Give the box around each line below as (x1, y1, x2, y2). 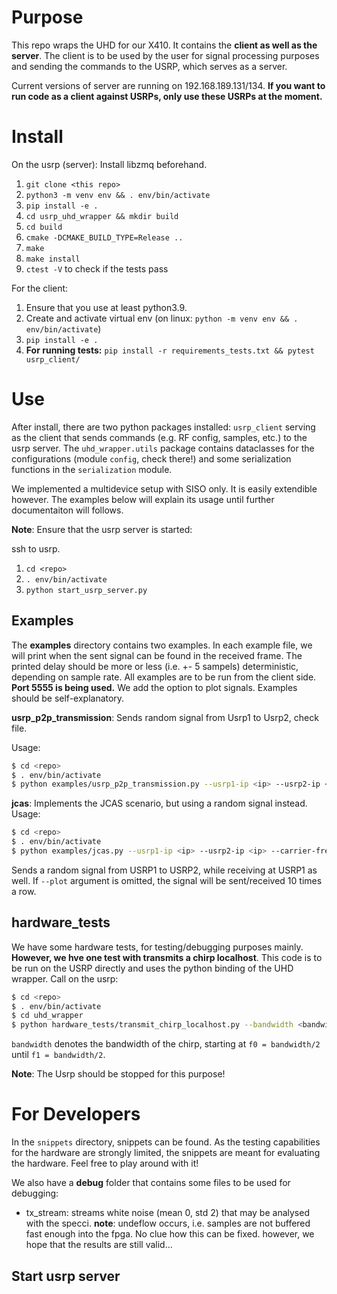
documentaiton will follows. (11, 504, 124, 516)
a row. (11, 885, 37, 897)
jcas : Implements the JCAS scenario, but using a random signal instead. (11, 797, 308, 810)
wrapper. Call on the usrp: (11, 972, 119, 985)
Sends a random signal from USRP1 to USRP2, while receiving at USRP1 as (11, 864, 318, 876)
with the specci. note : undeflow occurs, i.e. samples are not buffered (25, 1217, 311, 1230)
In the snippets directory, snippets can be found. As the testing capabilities (11, 1136, 321, 1148)
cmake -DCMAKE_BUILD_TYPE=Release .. (25, 232, 184, 243)
